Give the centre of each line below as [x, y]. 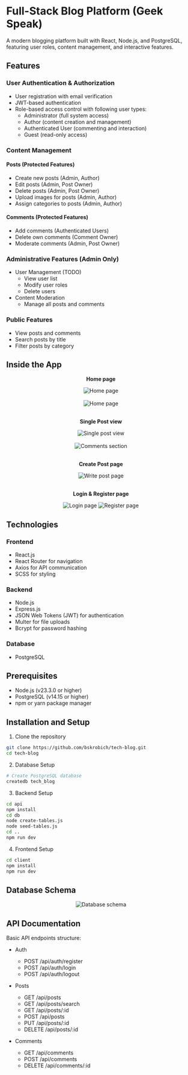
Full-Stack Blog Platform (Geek [85, 11]
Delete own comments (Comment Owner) [66, 237]
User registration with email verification [64, 96]
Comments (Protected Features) [47, 217]
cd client [19, 860]
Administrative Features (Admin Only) [62, 259]
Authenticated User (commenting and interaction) [85, 128]
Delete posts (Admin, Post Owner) [57, 190]
